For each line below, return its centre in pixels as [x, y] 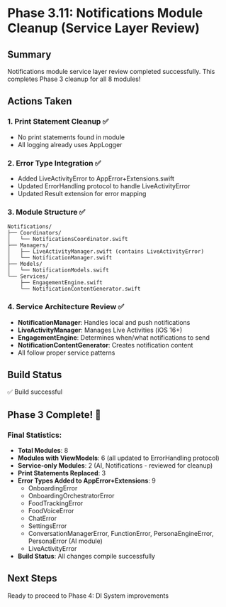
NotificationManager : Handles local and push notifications [104, 322]
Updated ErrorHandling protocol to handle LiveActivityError [104, 186]
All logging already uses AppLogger [70, 144]
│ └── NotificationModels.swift [58, 270]
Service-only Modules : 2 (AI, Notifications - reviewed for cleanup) [115, 466]
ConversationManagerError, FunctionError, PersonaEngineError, [121, 534]
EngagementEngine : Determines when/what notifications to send [114, 337]
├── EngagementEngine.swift [61, 283]
